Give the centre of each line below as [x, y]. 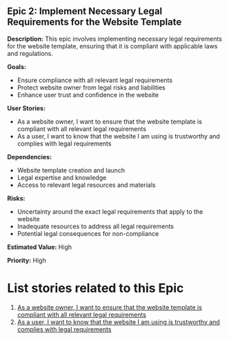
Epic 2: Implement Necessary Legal [85, 11]
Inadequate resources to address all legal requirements [96, 226]
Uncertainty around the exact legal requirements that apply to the [110, 211]
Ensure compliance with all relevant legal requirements [95, 80]
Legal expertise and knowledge [62, 177]
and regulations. [30, 53]
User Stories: [27, 108]
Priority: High [27, 260]
